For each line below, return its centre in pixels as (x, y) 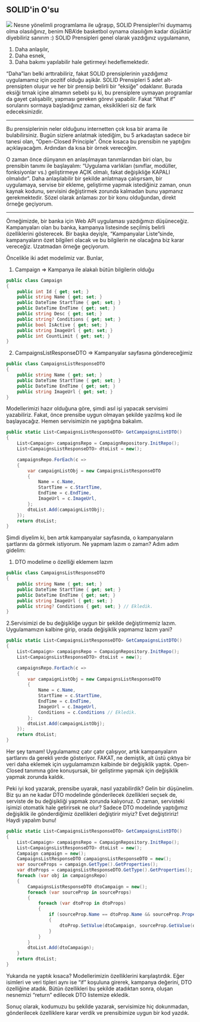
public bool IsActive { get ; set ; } (62, 325)
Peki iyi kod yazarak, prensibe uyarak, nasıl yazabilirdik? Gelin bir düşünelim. (100, 788)
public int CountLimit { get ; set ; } (64, 336)
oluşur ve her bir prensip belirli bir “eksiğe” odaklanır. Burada (108, 86)
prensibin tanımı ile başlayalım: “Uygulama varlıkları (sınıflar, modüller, (92, 165)
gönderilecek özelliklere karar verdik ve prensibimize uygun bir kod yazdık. (98, 1012)
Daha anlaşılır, (32, 49)
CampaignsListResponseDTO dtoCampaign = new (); (87, 886)
